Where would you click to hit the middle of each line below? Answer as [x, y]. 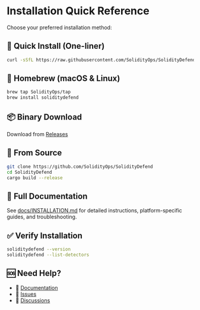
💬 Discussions [33, 300]
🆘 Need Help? [34, 273]
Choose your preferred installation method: [59, 27]
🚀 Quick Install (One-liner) [56, 46]
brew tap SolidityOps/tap [39, 92]
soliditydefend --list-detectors [48, 255]
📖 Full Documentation [47, 196]
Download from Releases [37, 134]
